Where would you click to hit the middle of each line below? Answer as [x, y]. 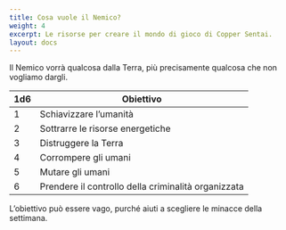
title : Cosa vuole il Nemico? [65, 17]
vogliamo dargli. [39, 78]
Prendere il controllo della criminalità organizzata [142, 186]
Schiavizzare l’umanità [86, 114]
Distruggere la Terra [82, 144]
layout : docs [33, 42]
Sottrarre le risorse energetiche [105, 128]
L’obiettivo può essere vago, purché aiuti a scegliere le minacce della [136, 209]
